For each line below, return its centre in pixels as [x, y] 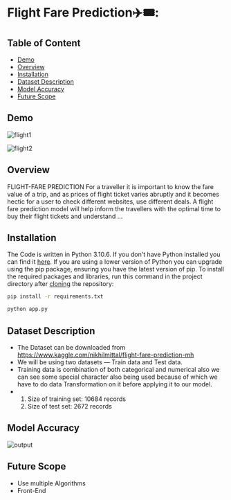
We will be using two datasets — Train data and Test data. [100, 362]
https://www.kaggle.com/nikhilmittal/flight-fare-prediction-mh [105, 355]
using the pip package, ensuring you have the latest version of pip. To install [116, 269]
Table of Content [44, 43]
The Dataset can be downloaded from [71, 347]
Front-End [31, 490]
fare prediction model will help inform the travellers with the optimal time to [114, 208]
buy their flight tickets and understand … [65, 216]
